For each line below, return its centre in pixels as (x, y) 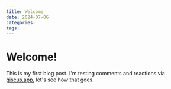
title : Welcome (25, 11)
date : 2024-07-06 (28, 17)
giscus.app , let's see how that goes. (50, 80)
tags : (13, 28)
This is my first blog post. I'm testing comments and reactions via (86, 74)
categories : (21, 22)
